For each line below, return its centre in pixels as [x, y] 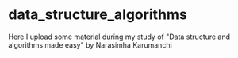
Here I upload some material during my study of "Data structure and [119, 37]
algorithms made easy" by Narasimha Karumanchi [90, 44]
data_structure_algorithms [98, 15]
